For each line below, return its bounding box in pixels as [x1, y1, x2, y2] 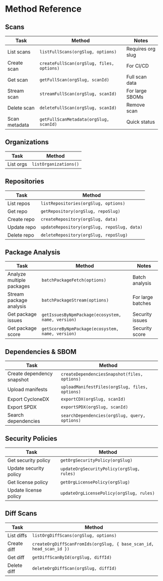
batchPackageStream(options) [41, 298, 109, 303]
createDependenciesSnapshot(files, [61, 372, 143, 377]
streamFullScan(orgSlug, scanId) [39, 91, 117, 96]
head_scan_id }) [32, 546, 70, 551]
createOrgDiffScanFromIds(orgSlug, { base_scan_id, [32, 541, 154, 546]
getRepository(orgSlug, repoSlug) [40, 208, 120, 214]
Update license [7, 487, 42, 494]
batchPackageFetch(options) [41, 278, 107, 283]
